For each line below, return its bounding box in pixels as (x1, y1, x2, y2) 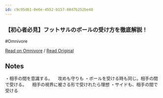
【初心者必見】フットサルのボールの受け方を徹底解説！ (5, 26, 148, 34)
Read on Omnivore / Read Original (5, 48, 74, 54)
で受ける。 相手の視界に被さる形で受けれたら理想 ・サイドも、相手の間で (5, 81, 158, 88)
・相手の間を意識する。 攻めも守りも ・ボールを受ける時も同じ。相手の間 (5, 76, 158, 81)
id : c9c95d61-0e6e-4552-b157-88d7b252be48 (5, 7, 93, 12)
